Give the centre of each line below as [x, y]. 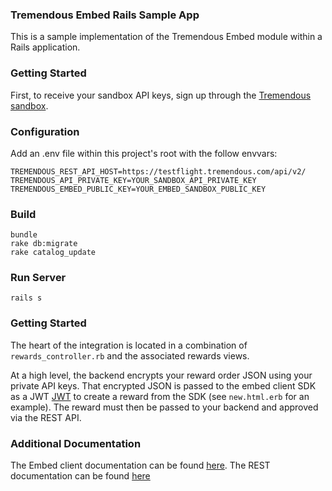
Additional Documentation [76, 443]
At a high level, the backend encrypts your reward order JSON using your [161, 375]
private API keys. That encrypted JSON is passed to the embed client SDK [163, 385]
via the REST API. [46, 417]
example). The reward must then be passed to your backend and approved [164, 407]
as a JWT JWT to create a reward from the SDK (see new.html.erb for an [160, 396]
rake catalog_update [53, 253]
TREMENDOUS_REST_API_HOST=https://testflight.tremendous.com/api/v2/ [158, 171]
